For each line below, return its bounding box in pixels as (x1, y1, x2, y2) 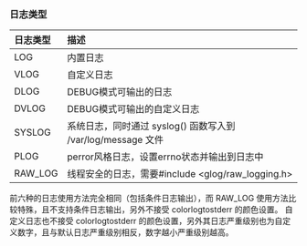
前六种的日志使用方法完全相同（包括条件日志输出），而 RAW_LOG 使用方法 (9, 193, 290, 204)
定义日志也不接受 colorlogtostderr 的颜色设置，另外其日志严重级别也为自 (9, 216, 283, 227)
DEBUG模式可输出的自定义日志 (67, 103, 200, 116)
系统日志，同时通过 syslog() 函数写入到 (67, 120, 236, 133)
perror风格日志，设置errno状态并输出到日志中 (67, 150, 264, 163)
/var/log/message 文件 (67, 134, 164, 147)
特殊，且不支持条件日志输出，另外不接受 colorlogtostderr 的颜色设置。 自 (16, 204, 294, 215)
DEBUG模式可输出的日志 (67, 86, 173, 98)
